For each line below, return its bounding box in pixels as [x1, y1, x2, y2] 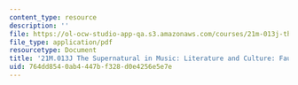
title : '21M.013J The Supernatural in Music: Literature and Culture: [9, 54, 276, 63]
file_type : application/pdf [9, 37, 114, 47]
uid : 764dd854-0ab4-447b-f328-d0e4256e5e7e [9, 63, 173, 72]
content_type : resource [9, 12, 98, 22]
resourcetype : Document [9, 46, 98, 55]
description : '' [9, 21, 69, 30]
